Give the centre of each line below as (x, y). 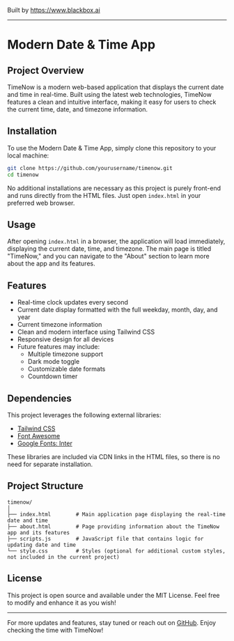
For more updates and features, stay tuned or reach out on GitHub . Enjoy (112, 622)
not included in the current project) (63, 557)
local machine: (28, 155)
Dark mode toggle (54, 362)
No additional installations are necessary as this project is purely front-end (114, 188)
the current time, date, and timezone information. (78, 109)
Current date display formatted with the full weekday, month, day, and (117, 310)
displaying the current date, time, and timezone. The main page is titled (109, 249)
